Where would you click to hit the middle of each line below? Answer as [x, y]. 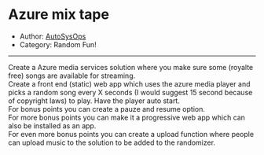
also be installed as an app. [52, 125]
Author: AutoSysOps [53, 36]
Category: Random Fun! [58, 44]
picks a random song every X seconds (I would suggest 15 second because [130, 92]
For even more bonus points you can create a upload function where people [131, 134]
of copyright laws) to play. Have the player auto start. [94, 101]
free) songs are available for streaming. [72, 76]
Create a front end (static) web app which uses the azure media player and [129, 83]
